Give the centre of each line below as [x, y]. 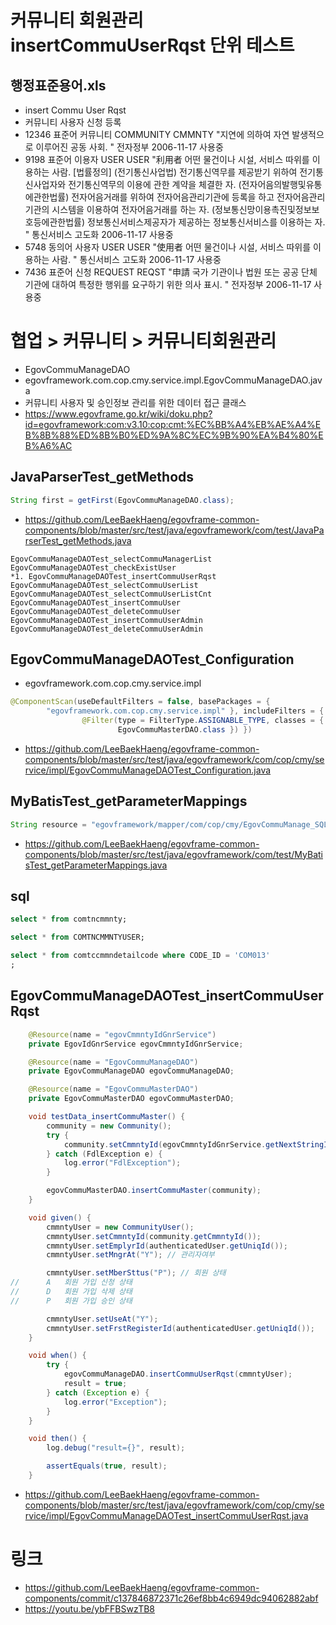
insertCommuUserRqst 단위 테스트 [152, 45]
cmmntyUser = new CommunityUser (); [120, 1227]
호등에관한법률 [53, 222]
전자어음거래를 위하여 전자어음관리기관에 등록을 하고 [173, 197]
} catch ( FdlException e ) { [104, 1154]
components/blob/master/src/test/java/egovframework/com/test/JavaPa [174, 530]
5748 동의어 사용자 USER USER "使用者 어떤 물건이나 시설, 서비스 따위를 [168, 247]
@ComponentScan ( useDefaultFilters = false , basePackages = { [140, 702]
